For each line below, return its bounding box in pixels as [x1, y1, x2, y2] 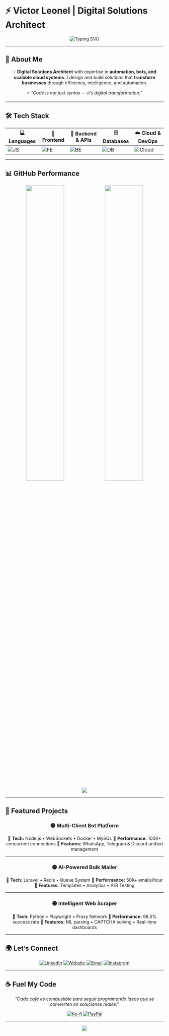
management [70, 846, 99, 852]
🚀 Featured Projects [5, 807, 68, 815]
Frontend [42, 137, 64, 144]
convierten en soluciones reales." [50, 1001, 119, 1007]
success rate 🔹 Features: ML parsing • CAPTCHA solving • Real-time [12, 918, 157, 925]
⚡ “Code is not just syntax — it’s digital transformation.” [27, 90, 142, 96]
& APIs [75, 137, 92, 144]
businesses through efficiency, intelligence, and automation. [22, 80, 147, 86]
